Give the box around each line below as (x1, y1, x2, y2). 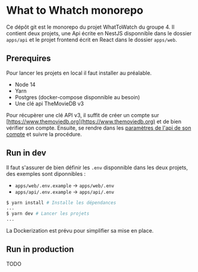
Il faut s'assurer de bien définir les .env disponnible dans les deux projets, (6, 164, 188, 171)
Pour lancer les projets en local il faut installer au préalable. (6, 69, 152, 77)
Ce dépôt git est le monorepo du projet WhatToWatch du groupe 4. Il (6, 23, 175, 30)
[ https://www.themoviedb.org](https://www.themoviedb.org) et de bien (6, 118, 181, 125)
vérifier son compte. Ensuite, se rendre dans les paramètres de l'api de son (6, 124, 191, 132)
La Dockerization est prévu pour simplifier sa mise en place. (6, 227, 154, 234)
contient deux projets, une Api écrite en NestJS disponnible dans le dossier (6, 29, 192, 36)
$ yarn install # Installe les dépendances (6, 200, 117, 206)
